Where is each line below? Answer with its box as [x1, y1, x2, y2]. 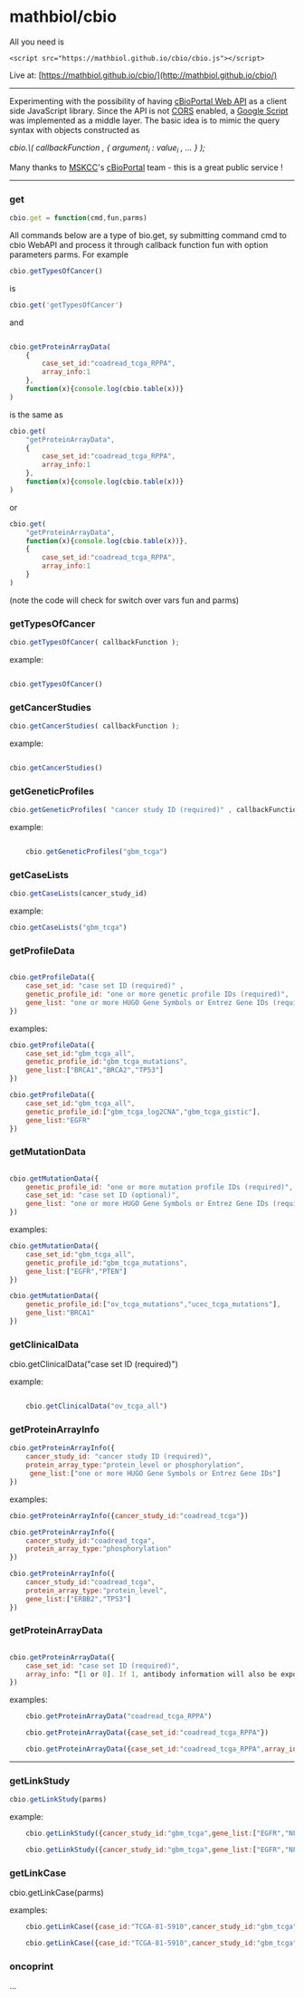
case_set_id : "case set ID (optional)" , [25, 1190, 180, 1200]
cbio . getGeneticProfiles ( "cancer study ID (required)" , [9, 806, 233, 815]
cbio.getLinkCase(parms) [9, 1888, 104, 1898]
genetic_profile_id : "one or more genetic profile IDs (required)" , [25, 989, 290, 999]
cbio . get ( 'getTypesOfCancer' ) [9, 301, 124, 310]
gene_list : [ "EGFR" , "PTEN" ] [25, 1267, 128, 1276]
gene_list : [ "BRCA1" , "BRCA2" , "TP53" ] [25, 1066, 165, 1075]
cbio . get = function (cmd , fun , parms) [9, 214, 147, 223]
